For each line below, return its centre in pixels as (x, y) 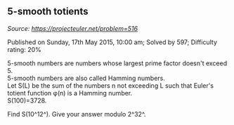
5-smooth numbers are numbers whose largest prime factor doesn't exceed (117, 63)
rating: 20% (25, 49)
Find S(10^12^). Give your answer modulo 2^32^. (77, 114)
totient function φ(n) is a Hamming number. (70, 93)
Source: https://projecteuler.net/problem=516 (73, 28)
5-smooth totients (48, 12)
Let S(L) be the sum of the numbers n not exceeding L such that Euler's (111, 85)
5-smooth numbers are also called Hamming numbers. (86, 78)
